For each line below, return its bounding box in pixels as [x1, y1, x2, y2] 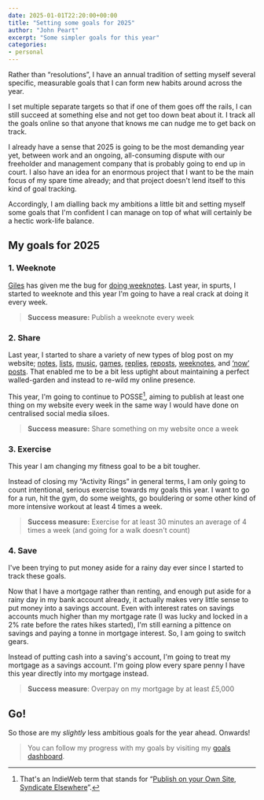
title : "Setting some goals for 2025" [8, 19, 135, 27]
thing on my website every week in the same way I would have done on [8, 400, 240, 410]
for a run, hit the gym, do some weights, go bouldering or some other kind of [8, 493, 256, 503]
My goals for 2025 [8, 239, 101, 252]
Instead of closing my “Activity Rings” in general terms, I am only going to [8, 476, 246, 486]
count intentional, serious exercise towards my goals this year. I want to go [8, 485, 250, 494]
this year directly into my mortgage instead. [8, 669, 149, 679]
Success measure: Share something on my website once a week [27, 423, 239, 433]
